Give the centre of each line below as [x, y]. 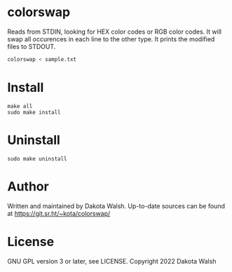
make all [20, 106]
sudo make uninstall [37, 158]
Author [28, 186]
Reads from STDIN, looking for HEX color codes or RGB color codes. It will [115, 32]
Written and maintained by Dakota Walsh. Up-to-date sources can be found [116, 206]
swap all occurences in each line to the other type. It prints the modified [111, 39]
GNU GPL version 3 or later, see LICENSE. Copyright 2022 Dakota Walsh [112, 261]
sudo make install [34, 112]
